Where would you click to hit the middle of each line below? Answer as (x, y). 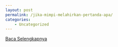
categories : (18, 19)
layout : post (19, 10)
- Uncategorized (32, 24)
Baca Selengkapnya (26, 39)
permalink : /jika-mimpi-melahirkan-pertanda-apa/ (59, 15)
